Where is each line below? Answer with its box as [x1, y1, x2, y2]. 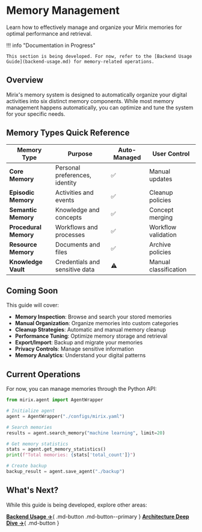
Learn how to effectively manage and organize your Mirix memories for [6, 24, 182, 31]
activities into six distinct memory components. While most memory [6, 97, 174, 104]
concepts [55, 213, 82, 221]
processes [55, 230, 85, 239]
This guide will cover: [6, 302, 59, 309]
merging [149, 213, 173, 221]
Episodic [9, 188, 35, 197]
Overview [6, 75, 44, 85]
